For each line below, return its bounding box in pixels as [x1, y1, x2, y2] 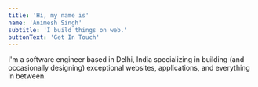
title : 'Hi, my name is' [8, 11, 89, 20]
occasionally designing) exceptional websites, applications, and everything [8, 63, 251, 73]
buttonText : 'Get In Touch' [8, 33, 100, 42]
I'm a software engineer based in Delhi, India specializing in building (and [8, 55, 245, 64]
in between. [8, 71, 46, 81]
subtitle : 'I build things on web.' [8, 26, 128, 34]
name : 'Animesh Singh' [8, 19, 82, 27]
